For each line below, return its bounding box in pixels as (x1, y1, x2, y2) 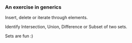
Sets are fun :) (5, 33, 33, 39)
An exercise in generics (5, 4, 62, 11)
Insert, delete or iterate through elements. (5, 15, 88, 21)
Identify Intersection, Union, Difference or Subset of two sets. (5, 24, 127, 30)
